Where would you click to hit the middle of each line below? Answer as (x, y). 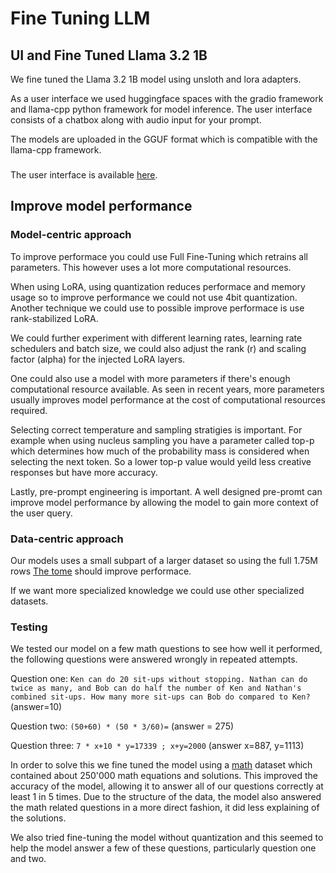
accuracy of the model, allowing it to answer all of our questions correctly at (167, 786)
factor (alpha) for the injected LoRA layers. (98, 359)
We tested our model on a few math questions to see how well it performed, (166, 649)
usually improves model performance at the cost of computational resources (168, 399)
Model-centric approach (71, 235)
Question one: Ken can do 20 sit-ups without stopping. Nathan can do (159, 679)
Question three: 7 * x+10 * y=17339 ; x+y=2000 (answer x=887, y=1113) (157, 746)
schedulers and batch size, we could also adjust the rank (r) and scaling (158, 348)
